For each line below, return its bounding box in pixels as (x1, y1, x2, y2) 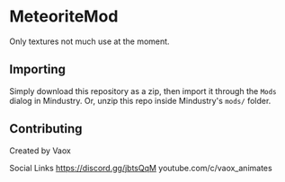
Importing (9, 62, 66, 77)
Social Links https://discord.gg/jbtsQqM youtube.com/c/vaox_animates (9, 162, 272, 173)
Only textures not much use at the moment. (9, 36, 170, 47)
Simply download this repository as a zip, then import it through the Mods (9, 85, 277, 96)
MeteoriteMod (9, 6, 119, 27)
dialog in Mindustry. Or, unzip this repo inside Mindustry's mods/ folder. (9, 95, 272, 106)
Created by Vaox (9, 145, 72, 156)
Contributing (9, 121, 83, 136)
